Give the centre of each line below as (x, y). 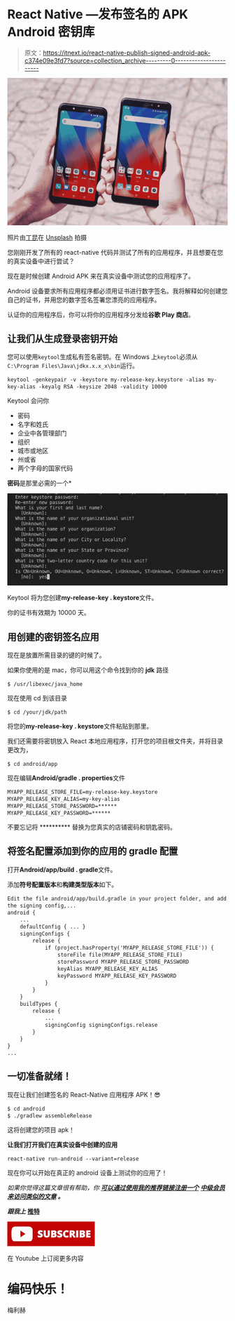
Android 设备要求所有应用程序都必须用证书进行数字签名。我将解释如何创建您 (117, 291)
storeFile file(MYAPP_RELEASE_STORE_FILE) (120, 955)
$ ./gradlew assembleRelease (50, 1116)
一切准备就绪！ (40, 1076)
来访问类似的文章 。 (36, 1196)
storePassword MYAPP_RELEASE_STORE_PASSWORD (123, 962)
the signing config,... (42, 905)
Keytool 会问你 (28, 401)
